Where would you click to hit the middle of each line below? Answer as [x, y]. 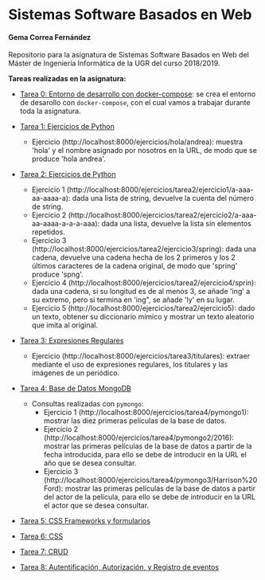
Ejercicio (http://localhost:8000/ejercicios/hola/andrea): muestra [137, 142]
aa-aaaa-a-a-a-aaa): [66, 224]
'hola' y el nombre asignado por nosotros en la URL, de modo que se [144, 151]
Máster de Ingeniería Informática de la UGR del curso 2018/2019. [114, 63]
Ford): [53, 488]
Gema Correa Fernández [50, 37]
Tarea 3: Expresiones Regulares [72, 341]
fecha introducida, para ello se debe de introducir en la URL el [145, 455]
